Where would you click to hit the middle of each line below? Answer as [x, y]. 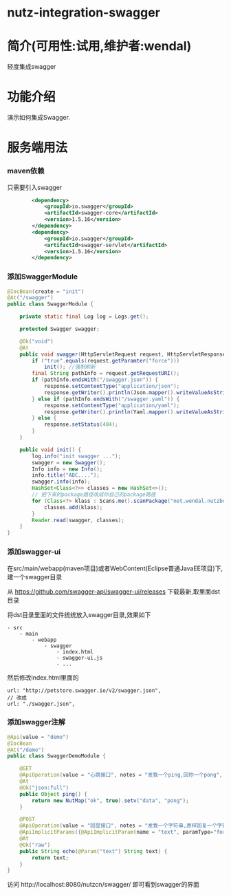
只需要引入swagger [35, 187]
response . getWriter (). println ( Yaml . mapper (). [110, 412]
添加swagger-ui [34, 552]
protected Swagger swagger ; [59, 329]
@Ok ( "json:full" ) [44, 788]
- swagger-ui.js [79, 658]
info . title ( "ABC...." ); [66, 475]
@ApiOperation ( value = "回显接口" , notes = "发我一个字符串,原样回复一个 [119, 826]
